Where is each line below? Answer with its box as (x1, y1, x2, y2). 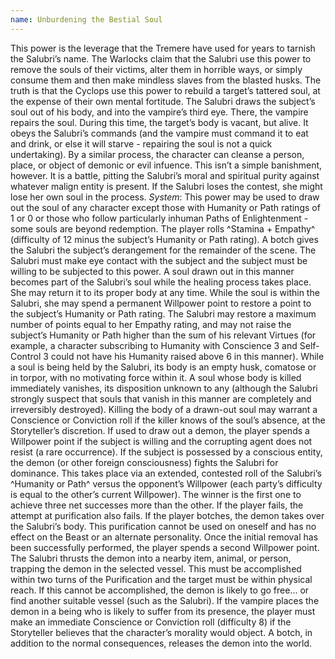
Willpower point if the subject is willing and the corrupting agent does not (10, 435, 313, 447)
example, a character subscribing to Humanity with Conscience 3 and (10, 339, 298, 351)
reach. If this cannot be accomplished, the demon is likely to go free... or (10, 584, 310, 596)
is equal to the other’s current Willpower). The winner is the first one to (10, 488, 302, 500)
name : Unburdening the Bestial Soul (10, 14, 163, 25)
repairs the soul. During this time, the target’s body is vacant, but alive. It (10, 116, 309, 128)
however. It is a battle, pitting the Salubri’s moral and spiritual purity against (10, 169, 320, 181)
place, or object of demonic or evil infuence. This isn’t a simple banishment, (10, 159, 323, 171)
